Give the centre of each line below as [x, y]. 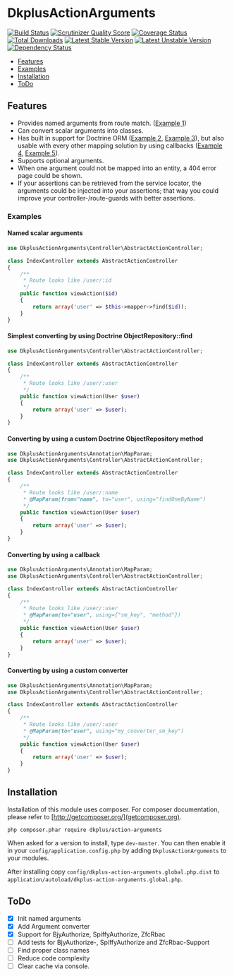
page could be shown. [50, 175]
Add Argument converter [54, 926]
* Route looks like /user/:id [67, 280]
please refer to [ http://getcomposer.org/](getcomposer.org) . [94, 816]
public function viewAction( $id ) [69, 294]
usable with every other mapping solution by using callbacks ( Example [120, 145]
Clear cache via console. [54, 966]
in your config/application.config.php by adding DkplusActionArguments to [117, 850]
